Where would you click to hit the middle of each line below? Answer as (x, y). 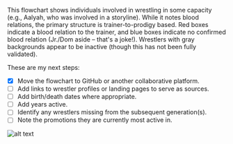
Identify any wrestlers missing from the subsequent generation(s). (112, 112)
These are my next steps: (43, 67)
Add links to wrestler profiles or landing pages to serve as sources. (113, 89)
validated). (23, 54)
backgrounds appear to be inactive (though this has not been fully (102, 47)
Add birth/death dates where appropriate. (77, 97)
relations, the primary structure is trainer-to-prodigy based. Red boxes (108, 25)
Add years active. (42, 105)
